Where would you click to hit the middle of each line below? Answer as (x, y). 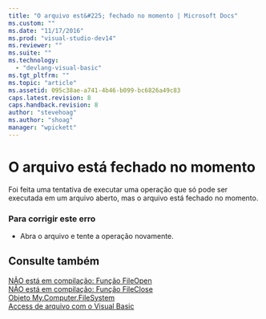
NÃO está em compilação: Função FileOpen (80, 281)
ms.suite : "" (30, 53)
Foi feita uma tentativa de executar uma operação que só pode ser (118, 189)
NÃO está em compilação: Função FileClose (81, 289)
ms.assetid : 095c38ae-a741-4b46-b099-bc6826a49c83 (95, 90)
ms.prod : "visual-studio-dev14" (62, 38)
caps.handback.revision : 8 (53, 105)
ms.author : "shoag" (41, 120)
